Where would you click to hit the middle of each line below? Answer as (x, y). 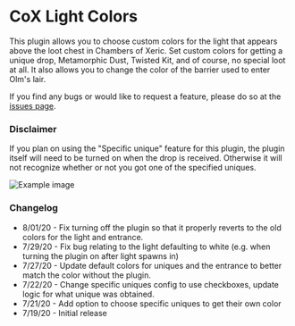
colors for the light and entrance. (83, 237)
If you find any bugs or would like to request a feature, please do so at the (145, 96)
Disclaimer (33, 129)
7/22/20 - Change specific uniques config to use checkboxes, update (151, 284)
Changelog (34, 208)
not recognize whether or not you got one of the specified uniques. (133, 168)
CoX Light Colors (74, 17)
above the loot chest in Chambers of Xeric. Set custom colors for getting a (146, 50)
